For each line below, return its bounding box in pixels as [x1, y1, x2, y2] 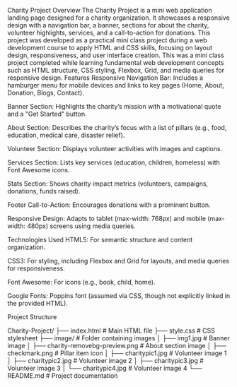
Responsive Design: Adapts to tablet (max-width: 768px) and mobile [7, 215, 207, 222]
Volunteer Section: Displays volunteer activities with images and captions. [7, 145, 223, 153]
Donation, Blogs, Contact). [7, 88, 85, 97]
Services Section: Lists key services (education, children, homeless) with [7, 158, 221, 167]
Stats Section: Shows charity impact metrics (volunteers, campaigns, [7, 179, 209, 188]
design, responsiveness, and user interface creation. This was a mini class [7, 51, 224, 59]
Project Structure [7, 313, 57, 321]
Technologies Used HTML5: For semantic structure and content [7, 236, 193, 244]
